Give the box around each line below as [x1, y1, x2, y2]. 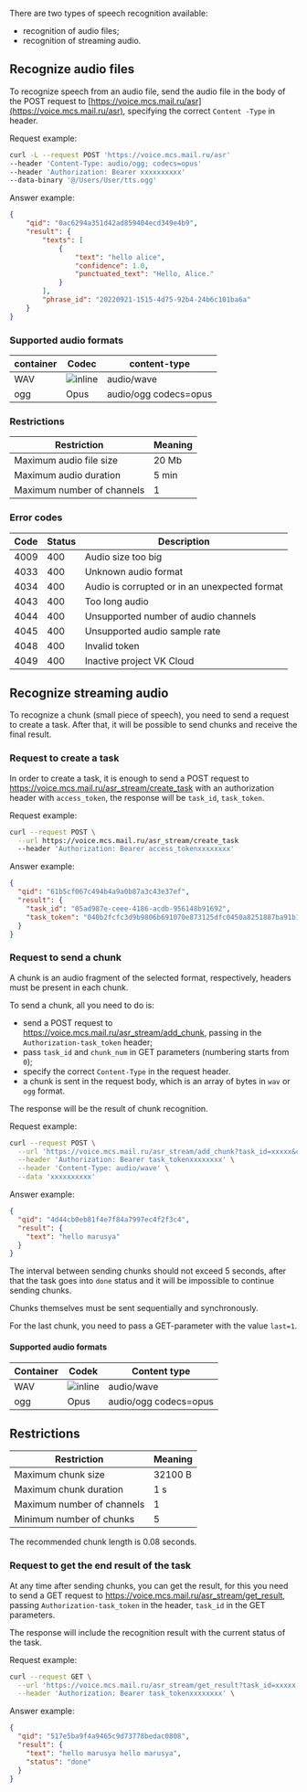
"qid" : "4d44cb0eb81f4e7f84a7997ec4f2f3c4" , [17, 1215, 190, 1224]
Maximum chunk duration [14, 1483, 123, 1496]
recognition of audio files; [22, 26, 120, 36]
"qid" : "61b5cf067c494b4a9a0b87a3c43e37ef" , [17, 887, 190, 897]
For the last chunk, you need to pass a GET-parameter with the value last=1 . [9, 1320, 298, 1331]
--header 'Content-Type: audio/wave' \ [17, 1164, 170, 1173]
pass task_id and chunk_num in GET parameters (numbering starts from [22, 1046, 290, 1057]
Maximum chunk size [14, 1468, 105, 1481]
